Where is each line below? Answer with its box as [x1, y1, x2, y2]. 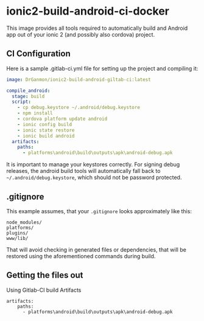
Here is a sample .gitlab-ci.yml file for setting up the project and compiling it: [6, 65, 199, 72]
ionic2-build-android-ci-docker [6, 4, 169, 18]
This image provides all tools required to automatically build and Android [6, 24, 188, 32]
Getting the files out [6, 270, 83, 281]
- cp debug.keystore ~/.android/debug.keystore [17, 105, 140, 111]
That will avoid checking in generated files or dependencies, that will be [6, 245, 187, 253]
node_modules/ [6, 219, 43, 225]
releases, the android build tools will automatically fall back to [6, 168, 161, 175]
